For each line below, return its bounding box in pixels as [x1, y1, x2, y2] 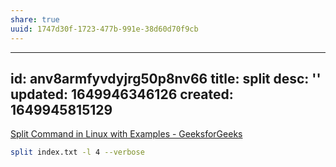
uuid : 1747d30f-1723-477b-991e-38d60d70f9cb [10, 24, 199, 34]
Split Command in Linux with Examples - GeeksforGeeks [10, 128, 243, 140]
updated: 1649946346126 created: [10, 86, 234, 103]
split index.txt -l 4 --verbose [10, 147, 145, 158]
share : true [10, 14, 60, 25]
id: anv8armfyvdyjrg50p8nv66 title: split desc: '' [10, 70, 322, 87]
